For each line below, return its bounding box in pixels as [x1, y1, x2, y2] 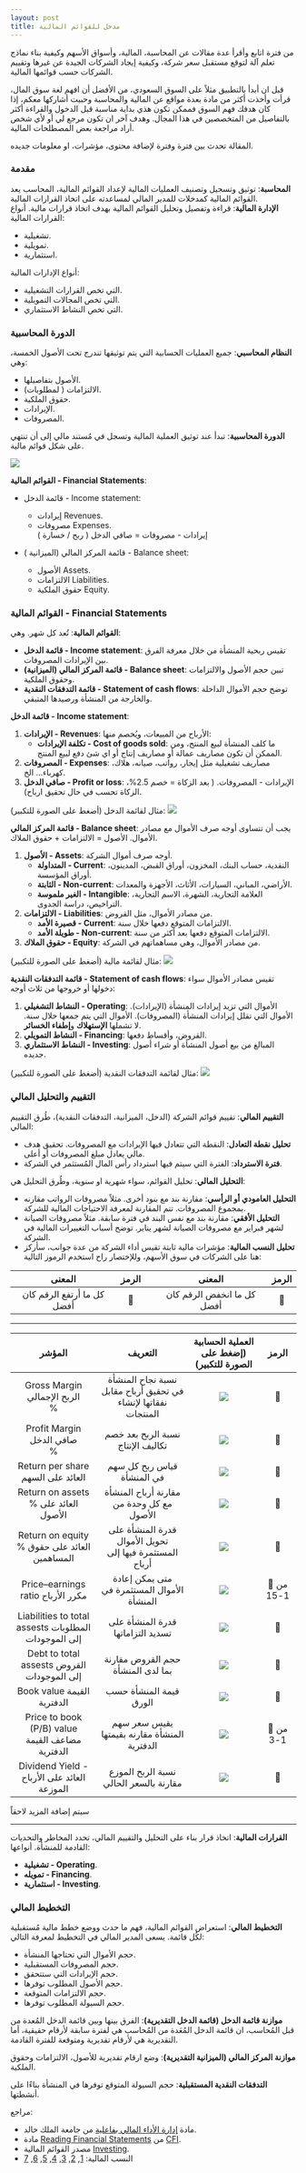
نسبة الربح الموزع [108, 1765, 176, 1777]
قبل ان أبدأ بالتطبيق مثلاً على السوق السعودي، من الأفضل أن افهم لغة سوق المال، [10, 84, 284, 95]
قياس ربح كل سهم [106, 1459, 178, 1472]
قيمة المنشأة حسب [104, 1684, 180, 1697]
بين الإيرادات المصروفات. [23, 655, 109, 666]
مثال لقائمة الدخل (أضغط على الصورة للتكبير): [10, 806, 166, 816]
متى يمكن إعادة [113, 1572, 173, 1585]
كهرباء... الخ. [23, 767, 66, 778]
